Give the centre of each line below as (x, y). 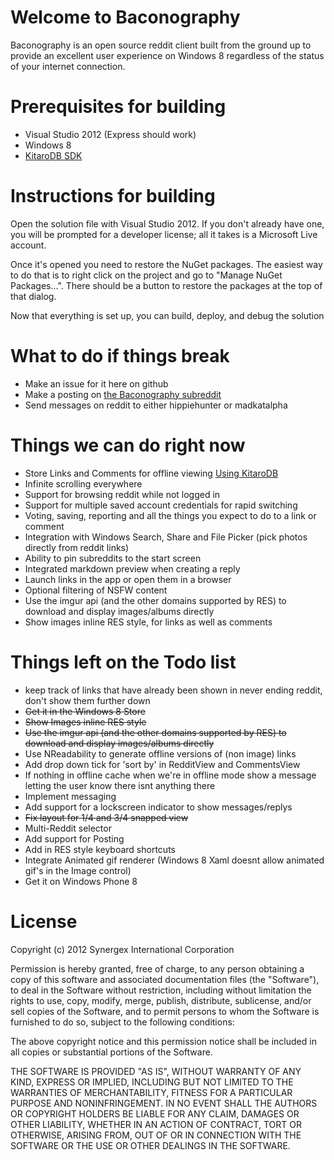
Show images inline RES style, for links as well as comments (148, 622)
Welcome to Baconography (125, 17)
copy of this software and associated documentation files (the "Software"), (165, 979)
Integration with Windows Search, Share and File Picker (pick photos (166, 537)
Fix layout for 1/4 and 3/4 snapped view (106, 817)
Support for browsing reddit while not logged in (122, 494)
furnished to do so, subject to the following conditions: (122, 1022)
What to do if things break (120, 356)
